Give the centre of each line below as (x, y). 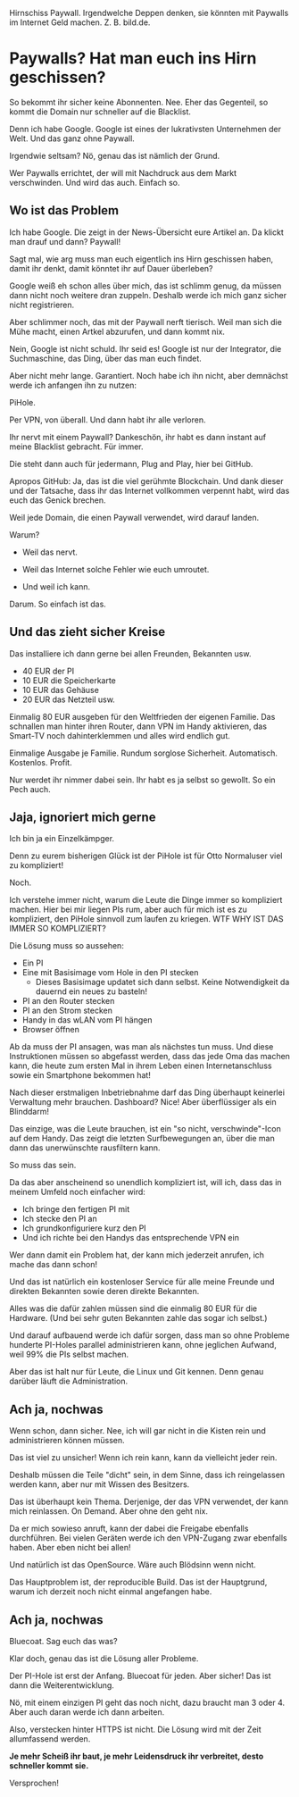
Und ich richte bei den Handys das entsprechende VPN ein (130, 1238)
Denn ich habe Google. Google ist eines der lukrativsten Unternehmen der (145, 129)
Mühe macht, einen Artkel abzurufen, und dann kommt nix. (117, 331)
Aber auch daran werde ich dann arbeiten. (87, 1712)
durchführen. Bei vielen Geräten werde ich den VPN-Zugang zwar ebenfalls (148, 1538)
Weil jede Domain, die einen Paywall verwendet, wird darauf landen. (134, 517)
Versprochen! (34, 1783)
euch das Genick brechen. (58, 500)
